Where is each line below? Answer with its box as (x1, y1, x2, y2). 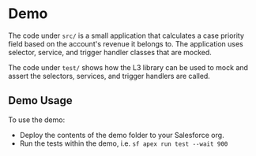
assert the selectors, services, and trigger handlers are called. (8, 71, 211, 80)
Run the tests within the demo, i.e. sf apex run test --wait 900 (19, 139, 228, 148)
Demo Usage (8, 94, 73, 107)
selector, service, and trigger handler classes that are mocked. (8, 47, 212, 57)
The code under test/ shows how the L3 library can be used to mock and (8, 62, 249, 72)
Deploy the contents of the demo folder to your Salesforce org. (19, 130, 224, 139)
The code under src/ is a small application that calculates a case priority (8, 31, 245, 40)
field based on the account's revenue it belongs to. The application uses (8, 39, 243, 48)
